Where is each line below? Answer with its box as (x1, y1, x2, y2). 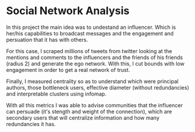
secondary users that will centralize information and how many (6, 114, 160, 121)
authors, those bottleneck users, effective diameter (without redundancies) (6, 84, 190, 91)
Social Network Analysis (6, 4, 130, 18)
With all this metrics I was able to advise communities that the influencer (6, 101, 183, 108)
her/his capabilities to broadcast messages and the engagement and (6, 29, 174, 37)
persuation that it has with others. (6, 36, 88, 43)
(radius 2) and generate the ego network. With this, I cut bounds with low (6, 60, 185, 67)
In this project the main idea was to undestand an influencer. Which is (6, 24, 176, 31)
